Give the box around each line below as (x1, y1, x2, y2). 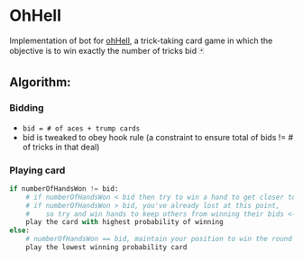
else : (9, 226, 30, 235)
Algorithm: (9, 75, 71, 90)
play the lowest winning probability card (25, 243, 188, 252)
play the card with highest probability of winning (25, 218, 224, 227)
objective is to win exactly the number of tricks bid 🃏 (9, 45, 205, 56)
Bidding (9, 102, 44, 114)
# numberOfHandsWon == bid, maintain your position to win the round (25, 235, 293, 244)
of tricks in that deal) (22, 141, 100, 152)
